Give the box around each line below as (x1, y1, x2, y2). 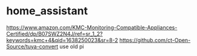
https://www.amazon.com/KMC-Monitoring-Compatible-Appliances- (6, 24, 178, 31)
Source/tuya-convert (6, 43, 59, 50)
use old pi (59, 43, 85, 50)
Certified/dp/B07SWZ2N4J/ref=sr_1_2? (6, 30, 103, 37)
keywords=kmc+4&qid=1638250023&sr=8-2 (6, 36, 118, 43)
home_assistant (6, 4, 88, 18)
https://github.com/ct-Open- (119, 36, 191, 43)
